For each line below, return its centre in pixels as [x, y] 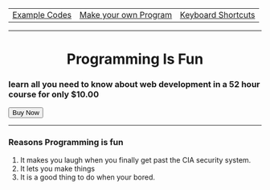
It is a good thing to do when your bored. [87, 177]
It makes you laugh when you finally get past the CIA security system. [135, 159]
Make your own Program [126, 15]
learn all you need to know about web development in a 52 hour [134, 85]
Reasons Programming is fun [66, 142]
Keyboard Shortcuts [217, 15]
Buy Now [26, 113]
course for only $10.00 [53, 94]
